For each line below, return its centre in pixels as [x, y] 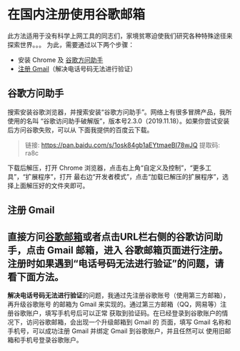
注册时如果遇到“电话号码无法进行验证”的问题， [111, 264]
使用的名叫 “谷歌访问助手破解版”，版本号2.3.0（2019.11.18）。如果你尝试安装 [119, 121]
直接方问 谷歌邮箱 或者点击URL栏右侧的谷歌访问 [111, 236]
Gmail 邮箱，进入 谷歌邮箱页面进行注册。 [137, 250]
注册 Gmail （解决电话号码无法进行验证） [77, 68]
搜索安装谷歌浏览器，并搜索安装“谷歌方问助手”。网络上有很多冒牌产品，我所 [120, 112]
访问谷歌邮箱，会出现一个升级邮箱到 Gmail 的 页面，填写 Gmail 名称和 [129, 322]
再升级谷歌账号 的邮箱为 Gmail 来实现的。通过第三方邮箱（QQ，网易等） [114, 304]
